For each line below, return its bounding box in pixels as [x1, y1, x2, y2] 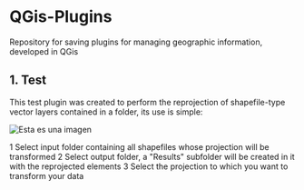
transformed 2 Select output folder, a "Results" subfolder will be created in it [9, 151, 295, 162]
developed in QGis [9, 45, 79, 56]
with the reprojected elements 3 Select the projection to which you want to [9, 161, 289, 172]
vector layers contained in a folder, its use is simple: [9, 106, 203, 117]
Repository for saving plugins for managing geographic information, [9, 36, 263, 47]
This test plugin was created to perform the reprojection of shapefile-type [9, 96, 286, 107]
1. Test [9, 73, 47, 88]
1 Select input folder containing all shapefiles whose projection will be [9, 141, 270, 152]
